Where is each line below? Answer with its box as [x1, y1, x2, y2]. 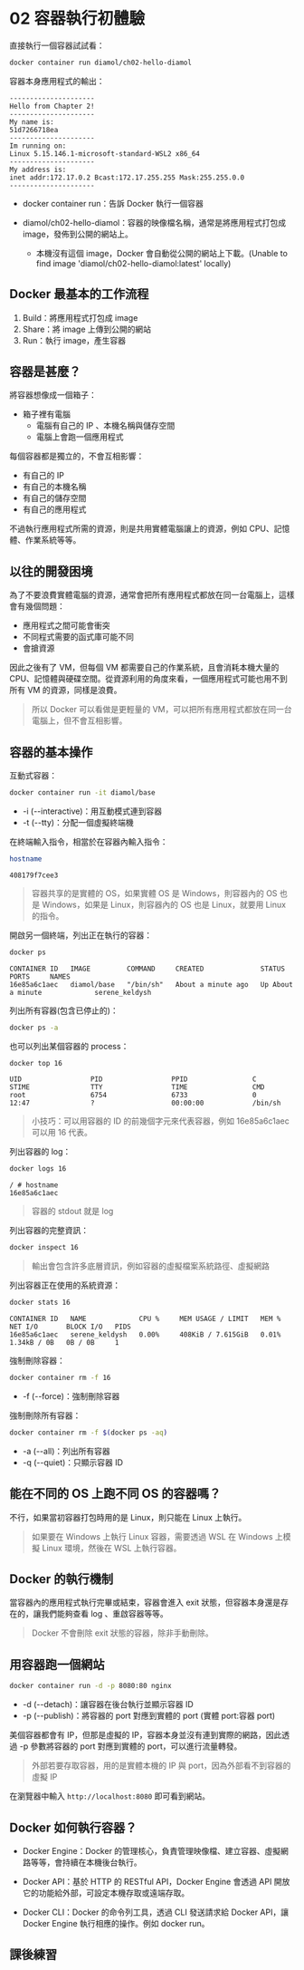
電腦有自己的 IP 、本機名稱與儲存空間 [35, 420, 176, 431]
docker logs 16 [9, 1164, 67, 1173]
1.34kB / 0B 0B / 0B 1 [9, 1338, 119, 1347]
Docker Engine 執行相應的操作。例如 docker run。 [22, 1917, 210, 1928]
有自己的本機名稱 [22, 481, 87, 492]
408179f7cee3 [9, 871, 59, 880]
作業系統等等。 [24, 535, 81, 546]
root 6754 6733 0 [9, 1091, 257, 1100]
